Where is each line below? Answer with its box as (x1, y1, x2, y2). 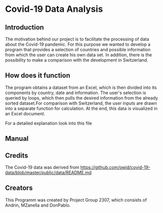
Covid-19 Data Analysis (5, 3, 103, 15)
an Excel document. (5, 110, 45, 116)
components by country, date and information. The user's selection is (5, 90, 146, 96)
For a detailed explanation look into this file (5, 120, 92, 126)
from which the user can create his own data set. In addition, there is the (5, 52, 152, 58)
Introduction (5, 23, 44, 32)
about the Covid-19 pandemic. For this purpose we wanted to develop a (5, 41, 151, 47)
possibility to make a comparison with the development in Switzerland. (5, 57, 149, 63)
